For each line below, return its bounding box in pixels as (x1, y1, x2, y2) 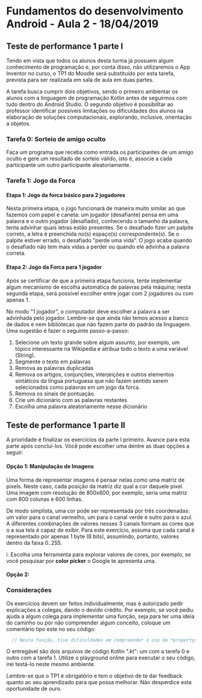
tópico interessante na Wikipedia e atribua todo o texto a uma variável (14, 345, 188, 352)
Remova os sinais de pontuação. (14, 390, 96, 397)
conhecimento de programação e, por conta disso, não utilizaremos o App (6, 63, 191, 71)
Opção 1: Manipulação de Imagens (6, 463, 94, 470)
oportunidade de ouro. (6, 685, 62, 693)
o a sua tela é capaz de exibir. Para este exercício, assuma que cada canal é (6, 526, 195, 533)
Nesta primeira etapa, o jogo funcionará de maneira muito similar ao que (6, 205, 186, 212)
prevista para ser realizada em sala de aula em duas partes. (6, 77, 155, 83)
